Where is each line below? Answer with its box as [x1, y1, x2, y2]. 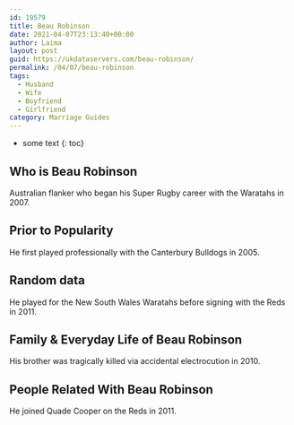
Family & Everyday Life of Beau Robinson [9, 332, 243, 347]
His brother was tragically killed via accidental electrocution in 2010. [9, 356, 261, 367]
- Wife [17, 88, 42, 97]
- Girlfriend [17, 105, 66, 114]
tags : [9, 72, 30, 81]
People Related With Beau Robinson [9, 382, 213, 397]
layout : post [9, 47, 58, 56]
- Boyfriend [17, 96, 63, 106]
